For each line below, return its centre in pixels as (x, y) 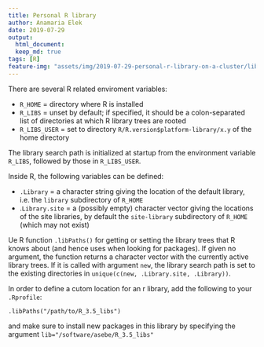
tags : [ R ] (24, 60)
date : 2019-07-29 (37, 30)
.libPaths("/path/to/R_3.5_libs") (65, 311)
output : (21, 37)
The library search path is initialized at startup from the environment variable (132, 152)
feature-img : (29, 67)
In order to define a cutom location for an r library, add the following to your (130, 288)
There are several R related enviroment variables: (88, 89)
